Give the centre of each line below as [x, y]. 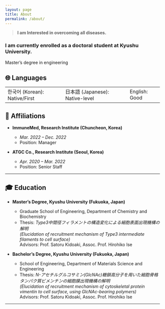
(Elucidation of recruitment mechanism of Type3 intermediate [82, 234]
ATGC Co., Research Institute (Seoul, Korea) [58, 152]
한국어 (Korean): [26, 92]
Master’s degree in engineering [37, 62]
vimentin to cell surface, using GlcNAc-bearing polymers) [78, 292]
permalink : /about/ [25, 19]
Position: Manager [38, 143]
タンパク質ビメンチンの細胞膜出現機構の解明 [65, 281]
